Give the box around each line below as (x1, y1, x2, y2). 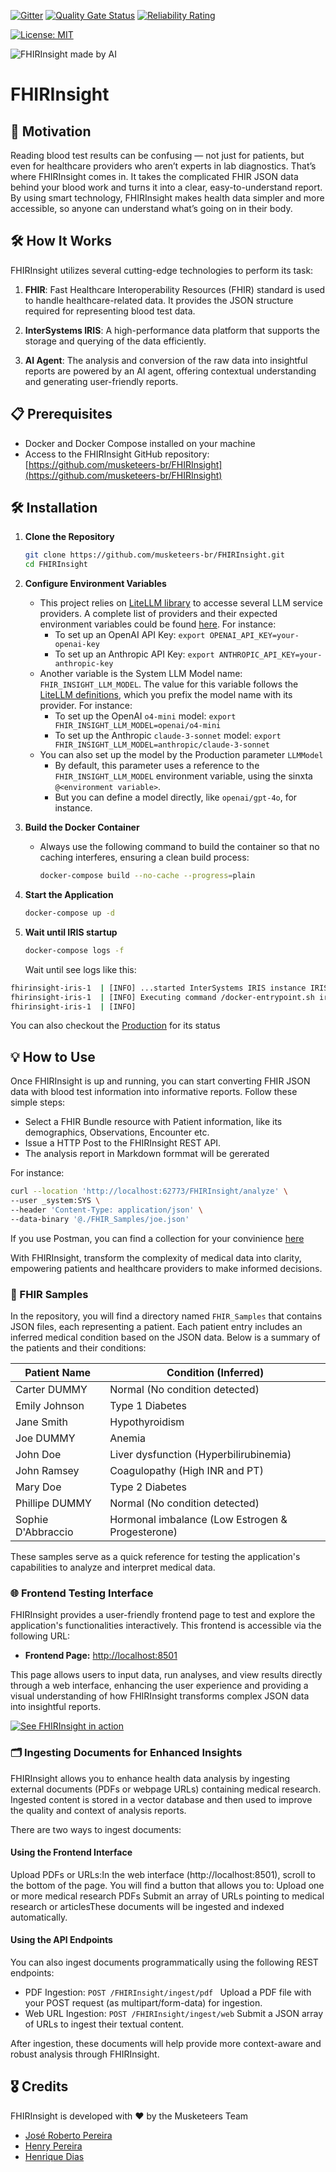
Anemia (109, 1431, 146, 1445)
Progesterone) (109, 1525, 178, 1539)
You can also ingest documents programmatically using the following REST (10, 1956, 319, 1969)
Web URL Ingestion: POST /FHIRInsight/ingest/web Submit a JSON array (24, 2008, 324, 2020)
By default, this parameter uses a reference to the (54, 760, 260, 772)
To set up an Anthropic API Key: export (54, 648, 215, 660)
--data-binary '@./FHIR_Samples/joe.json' (10, 1214, 190, 1224)
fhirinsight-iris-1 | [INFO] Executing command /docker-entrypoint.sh (10, 992, 315, 1002)
